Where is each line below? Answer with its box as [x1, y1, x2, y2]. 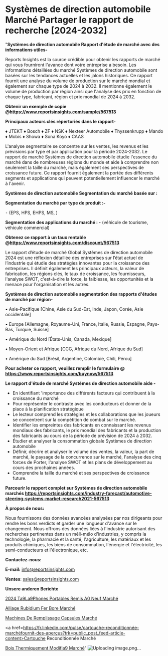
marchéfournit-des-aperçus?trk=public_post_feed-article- [5, 630, 125, 636]
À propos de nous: [5, 505, 45, 511]
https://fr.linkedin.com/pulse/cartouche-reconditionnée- [23, 624, 139, 630]
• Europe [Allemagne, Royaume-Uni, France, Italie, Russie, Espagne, [5, 321, 146, 327]
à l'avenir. [5, 180, 25, 186]
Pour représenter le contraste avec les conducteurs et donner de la [12, 400, 151, 406]
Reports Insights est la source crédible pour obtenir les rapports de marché [5, 56, 160, 62]
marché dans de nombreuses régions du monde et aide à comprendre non [5, 159, 159, 165]
